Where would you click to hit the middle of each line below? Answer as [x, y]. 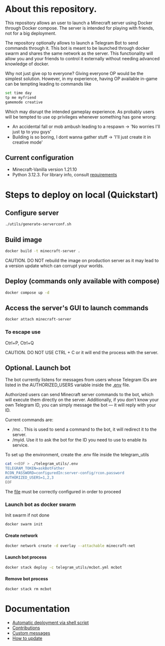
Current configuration [39, 157]
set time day [18, 93]
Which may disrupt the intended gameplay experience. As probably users [80, 112]
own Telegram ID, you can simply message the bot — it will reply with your [81, 405]
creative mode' [28, 142]
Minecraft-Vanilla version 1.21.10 [45, 169]
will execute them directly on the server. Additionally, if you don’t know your [82, 400]
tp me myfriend [21, 97]
